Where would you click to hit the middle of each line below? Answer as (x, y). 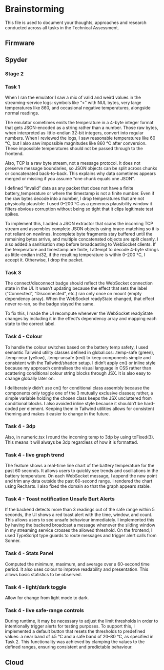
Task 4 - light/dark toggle (36, 587)
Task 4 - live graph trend (35, 454)
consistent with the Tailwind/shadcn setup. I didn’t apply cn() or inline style (80, 363)
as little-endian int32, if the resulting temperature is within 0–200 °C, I (75, 255)
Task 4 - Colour (24, 337)
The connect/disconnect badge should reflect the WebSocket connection (79, 283)
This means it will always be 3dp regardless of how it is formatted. (72, 442)
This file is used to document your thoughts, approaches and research (76, 22)
